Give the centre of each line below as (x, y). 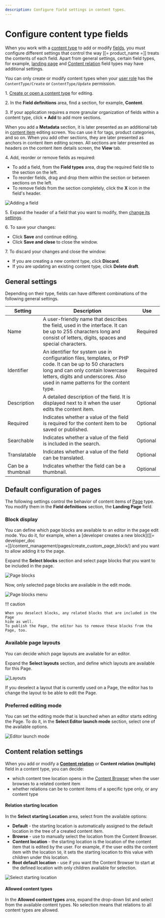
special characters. (65, 344)
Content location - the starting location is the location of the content (82, 842)
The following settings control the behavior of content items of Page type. (80, 501)
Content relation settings (44, 752)
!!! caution (15, 604)
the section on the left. (35, 172)
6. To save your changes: (31, 227)
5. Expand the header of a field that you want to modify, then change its (78, 212)
